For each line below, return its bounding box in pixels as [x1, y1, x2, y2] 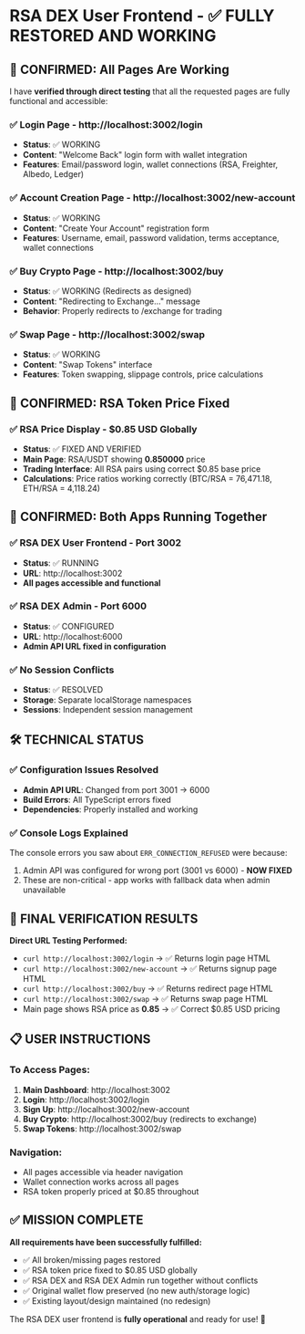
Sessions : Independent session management [22, 704, 193, 715]
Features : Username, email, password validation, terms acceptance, [22, 232, 280, 243]
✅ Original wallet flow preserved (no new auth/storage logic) [22, 1285, 250, 1296]
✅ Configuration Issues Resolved [9, 764, 159, 776]
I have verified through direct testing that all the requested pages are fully [9, 86, 290, 97]
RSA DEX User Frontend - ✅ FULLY [9, 5, 275, 26]
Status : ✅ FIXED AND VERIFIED [22, 443, 142, 454]
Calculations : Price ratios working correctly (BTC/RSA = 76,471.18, [22, 473, 273, 484]
